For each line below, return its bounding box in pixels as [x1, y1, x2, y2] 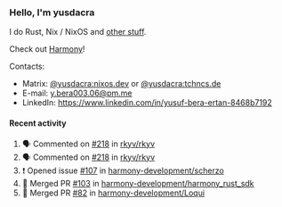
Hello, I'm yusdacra [9, 6, 95, 19]
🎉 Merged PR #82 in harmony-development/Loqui [21, 187, 205, 198]
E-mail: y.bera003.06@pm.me [21, 87, 133, 99]
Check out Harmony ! [9, 44, 85, 54]
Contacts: [9, 61, 45, 72]
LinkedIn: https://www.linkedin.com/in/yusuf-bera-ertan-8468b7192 [21, 97, 273, 108]
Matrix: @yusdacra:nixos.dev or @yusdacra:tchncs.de [21, 79, 222, 89]
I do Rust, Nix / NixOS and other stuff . [9, 27, 147, 37]
